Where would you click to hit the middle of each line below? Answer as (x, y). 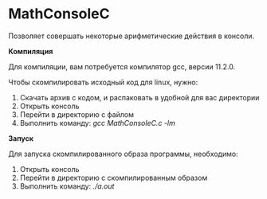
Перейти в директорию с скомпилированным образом (114, 178)
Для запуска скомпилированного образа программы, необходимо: (123, 154)
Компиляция (31, 51)
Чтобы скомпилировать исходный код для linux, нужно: (103, 82)
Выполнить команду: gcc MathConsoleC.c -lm (97, 123)
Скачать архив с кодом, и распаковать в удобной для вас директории (139, 97)
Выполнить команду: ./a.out (67, 186)
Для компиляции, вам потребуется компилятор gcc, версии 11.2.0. (122, 66)
